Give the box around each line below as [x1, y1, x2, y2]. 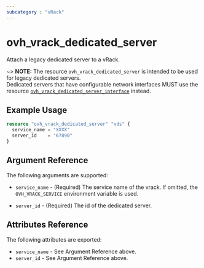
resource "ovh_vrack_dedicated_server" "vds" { [6, 121, 131, 128]
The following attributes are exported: [6, 235, 102, 243]
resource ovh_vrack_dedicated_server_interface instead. [6, 87, 152, 94]
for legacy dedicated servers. [6, 74, 81, 82]
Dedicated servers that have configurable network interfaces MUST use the [6, 80, 198, 88]
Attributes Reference [6, 220, 88, 230]
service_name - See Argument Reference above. [15, 248, 136, 255]
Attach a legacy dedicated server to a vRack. [6, 56, 120, 63]
